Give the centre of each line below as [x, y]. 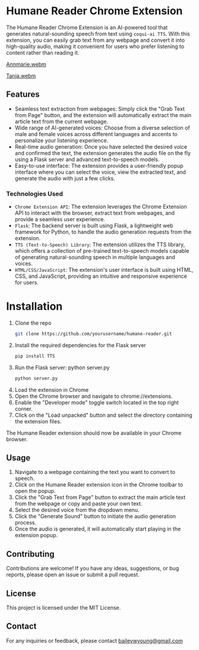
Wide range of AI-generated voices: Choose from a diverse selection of [102, 128]
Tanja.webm [21, 76]
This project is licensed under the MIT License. [64, 608]
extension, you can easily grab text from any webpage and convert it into [96, 40]
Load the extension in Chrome [52, 390]
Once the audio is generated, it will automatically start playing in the [98, 529]
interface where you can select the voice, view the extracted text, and [100, 172]
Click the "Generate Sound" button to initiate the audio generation [95, 516]
